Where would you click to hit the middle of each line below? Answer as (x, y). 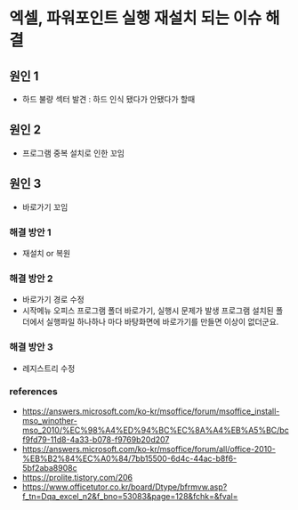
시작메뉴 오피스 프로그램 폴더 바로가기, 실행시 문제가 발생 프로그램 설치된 (148, 311)
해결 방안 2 (31, 279)
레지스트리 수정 (48, 368)
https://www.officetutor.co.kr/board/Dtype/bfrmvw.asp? (125, 487)
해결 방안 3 (31, 347)
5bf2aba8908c (49, 467)
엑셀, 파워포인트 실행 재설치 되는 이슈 (136, 18)
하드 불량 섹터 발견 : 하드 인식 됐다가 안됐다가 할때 (109, 99)
